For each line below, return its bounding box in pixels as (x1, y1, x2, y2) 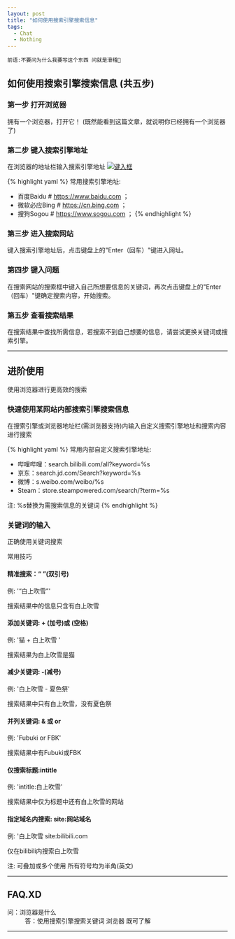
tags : (7, 23, 23, 30)
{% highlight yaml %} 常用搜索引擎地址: (7, 178, 121, 186)
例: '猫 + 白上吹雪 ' (7, 636, 61, 644)
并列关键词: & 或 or (7, 717, 62, 725)
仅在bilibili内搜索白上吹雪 (7, 847, 79, 855)
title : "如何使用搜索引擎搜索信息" (7, 17, 99, 24)
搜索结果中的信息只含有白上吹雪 (7, 601, 99, 610)
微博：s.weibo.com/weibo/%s (17, 478, 104, 486)
